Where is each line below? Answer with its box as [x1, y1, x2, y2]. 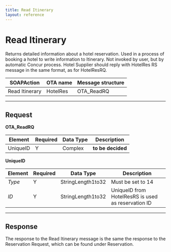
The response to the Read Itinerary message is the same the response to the [5, 236, 166, 242]
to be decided [92, 145, 127, 152]
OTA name [46, 79, 73, 87]
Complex [62, 145, 84, 152]
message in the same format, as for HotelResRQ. [5, 67, 107, 73]
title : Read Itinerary [5, 7, 53, 13]
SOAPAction [9, 79, 40, 87]
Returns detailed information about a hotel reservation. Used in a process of [5, 51, 164, 57]
